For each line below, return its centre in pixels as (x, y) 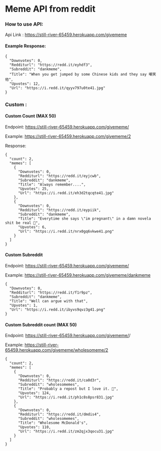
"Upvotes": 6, (32, 227)
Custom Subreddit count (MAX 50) (41, 324)
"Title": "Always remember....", (52, 184)
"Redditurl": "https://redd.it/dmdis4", (59, 414)
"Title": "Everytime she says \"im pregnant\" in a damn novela (84, 218)
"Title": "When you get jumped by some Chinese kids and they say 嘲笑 (83, 74)
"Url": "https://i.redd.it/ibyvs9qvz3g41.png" (57, 310)
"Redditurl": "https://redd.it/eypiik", (59, 210)
